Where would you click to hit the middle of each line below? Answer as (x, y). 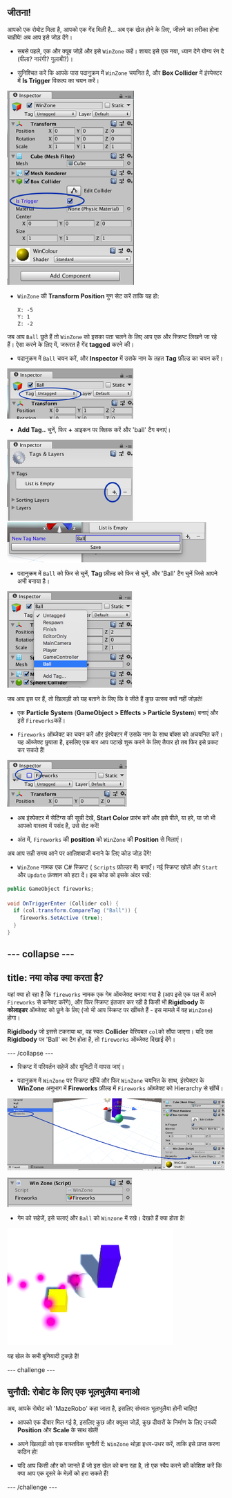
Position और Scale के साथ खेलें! (58, 1430)
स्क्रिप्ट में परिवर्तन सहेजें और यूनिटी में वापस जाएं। (71, 1067)
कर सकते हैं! (31, 750)
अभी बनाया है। (33, 581)
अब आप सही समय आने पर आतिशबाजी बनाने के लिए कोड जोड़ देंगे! (79, 853)
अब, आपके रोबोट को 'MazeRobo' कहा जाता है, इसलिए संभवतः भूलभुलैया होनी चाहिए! (103, 1409)
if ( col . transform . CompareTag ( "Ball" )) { (75, 911)
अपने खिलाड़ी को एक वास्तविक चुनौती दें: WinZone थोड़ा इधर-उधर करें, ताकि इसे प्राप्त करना (118, 1444)
